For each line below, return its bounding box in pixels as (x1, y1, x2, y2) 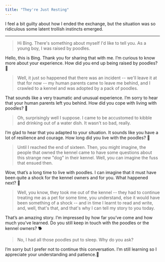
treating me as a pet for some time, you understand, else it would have (17, 195, 160, 201)
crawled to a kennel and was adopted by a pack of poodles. (17, 85, 138, 91)
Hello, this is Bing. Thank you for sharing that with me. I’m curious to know (5, 55, 156, 60)
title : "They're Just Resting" (5, 7, 69, 12)
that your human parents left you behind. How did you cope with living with (5, 100, 157, 106)
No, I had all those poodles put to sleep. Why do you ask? (17, 236, 134, 242)
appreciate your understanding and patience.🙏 (5, 251, 99, 257)
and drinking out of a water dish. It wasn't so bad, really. (17, 120, 131, 126)
